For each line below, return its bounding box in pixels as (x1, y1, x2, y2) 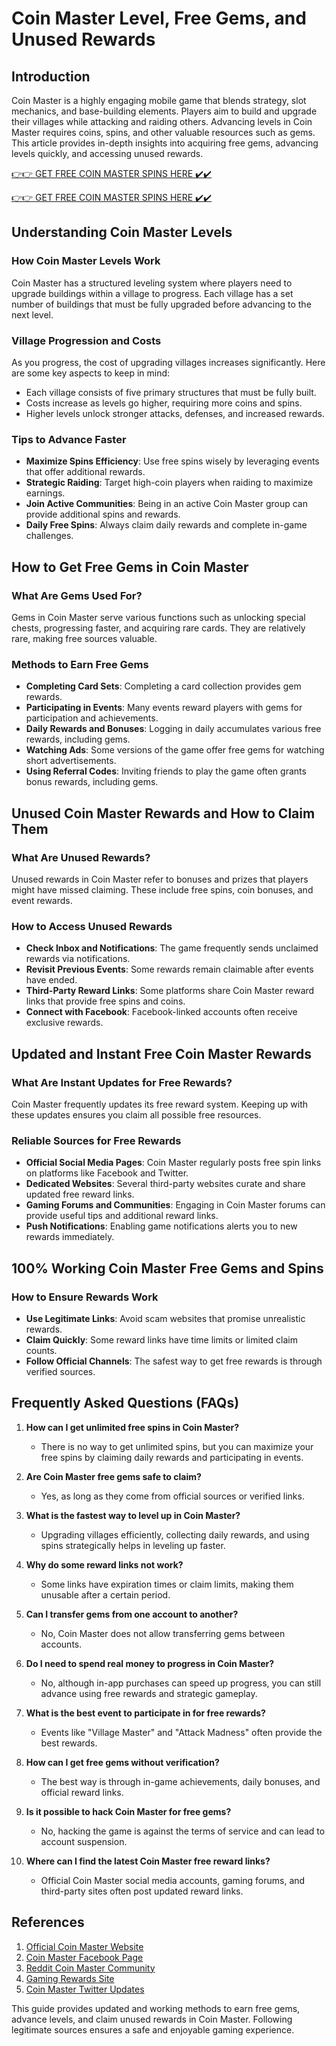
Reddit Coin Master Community (25, 1962, 156, 1974)
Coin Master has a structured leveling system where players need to (11, 277, 293, 289)
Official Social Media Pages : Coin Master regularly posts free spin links (25, 1157, 322, 1169)
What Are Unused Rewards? (11, 850, 151, 864)
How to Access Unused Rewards (11, 919, 173, 933)
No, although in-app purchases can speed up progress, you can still (40, 1677, 322, 1689)
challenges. (25, 530, 74, 542)
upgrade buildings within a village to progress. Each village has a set (11, 287, 294, 299)
